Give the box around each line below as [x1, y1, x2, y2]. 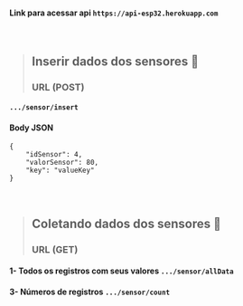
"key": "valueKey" [25, 166, 95, 176]
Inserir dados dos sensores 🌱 [31, 53, 200, 69]
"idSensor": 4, [25, 150, 83, 159]
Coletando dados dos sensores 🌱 [31, 215, 221, 231]
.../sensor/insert [9, 103, 79, 112]
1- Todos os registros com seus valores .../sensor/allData [9, 265, 234, 276]
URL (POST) [31, 81, 85, 93]
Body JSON [9, 122, 54, 133]
